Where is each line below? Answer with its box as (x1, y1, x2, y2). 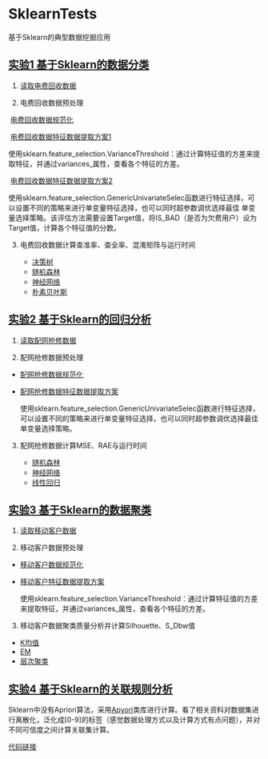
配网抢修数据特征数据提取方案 (19, 386, 118, 396)
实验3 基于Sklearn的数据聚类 (8, 503, 152, 516)
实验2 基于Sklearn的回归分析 (8, 313, 152, 327)
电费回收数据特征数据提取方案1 (10, 131, 112, 141)
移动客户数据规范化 (19, 560, 84, 569)
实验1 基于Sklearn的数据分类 (8, 58, 150, 72)
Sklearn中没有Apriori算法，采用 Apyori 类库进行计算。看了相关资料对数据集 (8, 705, 252, 715)
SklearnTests (8, 5, 98, 23)
